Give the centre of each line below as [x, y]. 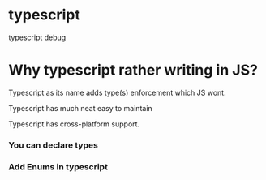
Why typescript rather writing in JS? [133, 70]
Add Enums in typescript [58, 166]
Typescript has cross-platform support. [74, 124]
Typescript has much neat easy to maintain [80, 108]
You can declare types [54, 145]
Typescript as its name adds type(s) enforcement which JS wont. [117, 92]
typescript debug [37, 37]
